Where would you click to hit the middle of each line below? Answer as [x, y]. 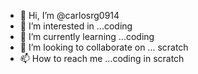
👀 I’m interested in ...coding [76, 26]
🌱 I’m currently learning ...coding [87, 36]
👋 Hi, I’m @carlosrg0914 [69, 15]
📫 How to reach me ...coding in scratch [102, 58]
